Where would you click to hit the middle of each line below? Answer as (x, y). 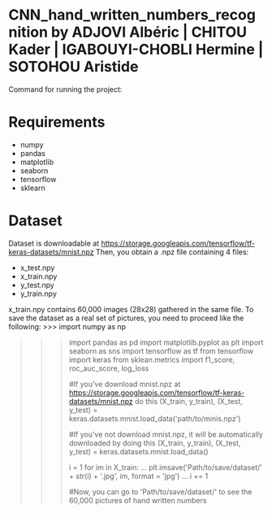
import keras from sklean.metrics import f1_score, (152, 359)
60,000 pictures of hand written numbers (138, 500)
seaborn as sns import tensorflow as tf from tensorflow (161, 350)
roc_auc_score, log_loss (109, 368)
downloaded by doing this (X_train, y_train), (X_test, (155, 443)
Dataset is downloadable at (54, 243)
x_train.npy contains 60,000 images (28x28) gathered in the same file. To (131, 309)
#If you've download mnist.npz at (125, 384)
